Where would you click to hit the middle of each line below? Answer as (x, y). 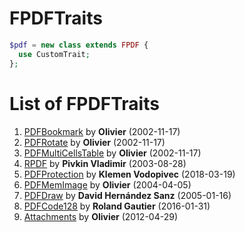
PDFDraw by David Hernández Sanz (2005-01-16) (127, 195)
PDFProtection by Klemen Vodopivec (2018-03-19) (129, 174)
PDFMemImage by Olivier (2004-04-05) (107, 184)
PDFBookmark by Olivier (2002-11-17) (102, 131)
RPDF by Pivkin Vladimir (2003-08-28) (105, 163)
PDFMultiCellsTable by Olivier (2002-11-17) (112, 153)
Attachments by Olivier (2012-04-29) (101, 216)
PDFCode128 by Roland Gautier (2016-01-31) (117, 206)
